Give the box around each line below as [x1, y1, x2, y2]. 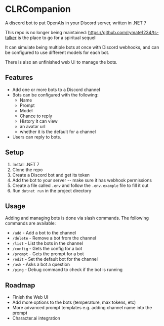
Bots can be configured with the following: [12, 92, 99, 97]
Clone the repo [12, 167, 43, 173]
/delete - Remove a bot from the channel [12, 235, 96, 241]
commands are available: [5, 220, 56, 226]
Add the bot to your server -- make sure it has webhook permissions [12, 177, 152, 183]
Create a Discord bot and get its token [12, 172, 90, 178]
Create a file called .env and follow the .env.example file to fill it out [12, 182, 149, 188]
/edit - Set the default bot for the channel [12, 256, 98, 262]
